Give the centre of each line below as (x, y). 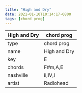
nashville (18, 75)
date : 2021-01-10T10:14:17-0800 (38, 14)
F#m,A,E (54, 68)
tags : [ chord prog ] (25, 19)
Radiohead (56, 83)
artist (14, 83)
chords (16, 68)
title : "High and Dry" (28, 10)
